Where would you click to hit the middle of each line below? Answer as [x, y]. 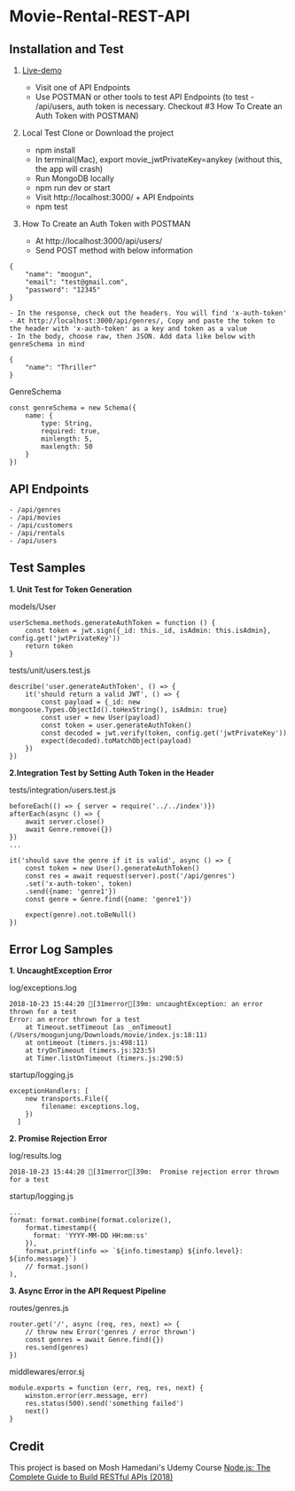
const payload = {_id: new [91, 702]
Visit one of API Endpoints [83, 87]
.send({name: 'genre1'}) [71, 891]
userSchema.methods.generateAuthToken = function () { [113, 622]
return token [49, 646]
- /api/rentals [37, 533]
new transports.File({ [67, 1099]
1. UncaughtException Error [61, 971]
